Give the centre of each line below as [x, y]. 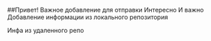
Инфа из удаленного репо [46, 30]
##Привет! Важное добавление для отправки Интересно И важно [105, 10]
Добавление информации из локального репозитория [88, 17]
